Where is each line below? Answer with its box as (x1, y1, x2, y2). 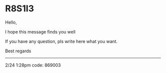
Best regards (5, 48, 31, 54)
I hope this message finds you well (5, 29, 76, 35)
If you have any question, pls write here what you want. (5, 38, 118, 44)
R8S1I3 (5, 3, 34, 14)
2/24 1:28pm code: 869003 (5, 62, 61, 68)
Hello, (5, 19, 17, 25)
